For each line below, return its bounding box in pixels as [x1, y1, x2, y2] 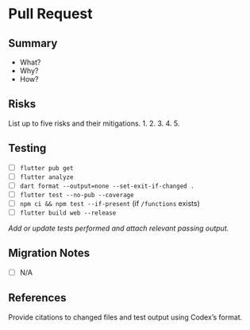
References [8, 291, 67, 305]
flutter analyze [19, 173, 74, 181]
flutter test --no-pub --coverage [19, 191, 134, 199]
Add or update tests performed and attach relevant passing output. [8, 223, 229, 233]
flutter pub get [19, 164, 74, 172]
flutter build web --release [19, 208, 117, 217]
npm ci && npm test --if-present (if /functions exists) [19, 198, 201, 208]
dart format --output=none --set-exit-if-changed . [19, 182, 194, 190]
